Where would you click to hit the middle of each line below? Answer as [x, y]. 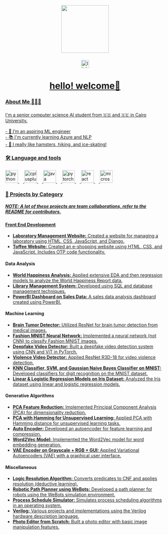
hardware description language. [46, 516]
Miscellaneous [21, 467]
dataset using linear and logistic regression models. [66, 384]
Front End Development [31, 224]
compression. [27, 434]
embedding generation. [37, 445]
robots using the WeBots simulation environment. [64, 495]
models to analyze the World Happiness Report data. [68, 280]
